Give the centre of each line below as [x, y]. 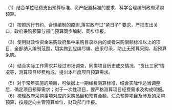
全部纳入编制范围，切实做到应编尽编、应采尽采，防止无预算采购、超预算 [90, 48]
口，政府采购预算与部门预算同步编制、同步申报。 [57, 31]
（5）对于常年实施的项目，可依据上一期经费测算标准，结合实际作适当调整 [83, 83]
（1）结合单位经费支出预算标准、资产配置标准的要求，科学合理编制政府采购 [85, 7]
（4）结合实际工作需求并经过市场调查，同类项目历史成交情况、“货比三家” [83, 66]
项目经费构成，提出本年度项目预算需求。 [70, 72]
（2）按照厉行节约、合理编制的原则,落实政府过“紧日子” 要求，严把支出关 [82, 25]
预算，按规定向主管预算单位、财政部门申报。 [52, 102]
